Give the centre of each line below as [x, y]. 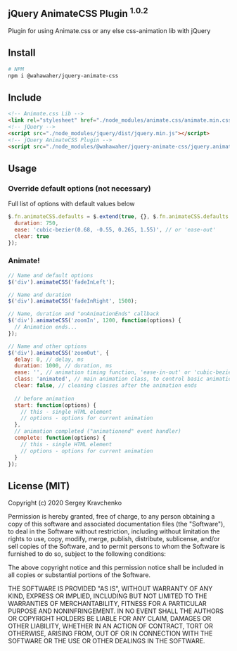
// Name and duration [40, 295]
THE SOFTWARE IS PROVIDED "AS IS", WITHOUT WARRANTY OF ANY [110, 589]
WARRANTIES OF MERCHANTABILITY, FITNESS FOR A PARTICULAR [107, 604]
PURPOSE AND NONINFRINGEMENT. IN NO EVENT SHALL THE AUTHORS [116, 611]
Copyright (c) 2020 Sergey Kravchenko [65, 503]
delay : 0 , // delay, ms [49, 359]
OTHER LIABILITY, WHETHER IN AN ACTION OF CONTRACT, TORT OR [110, 626]
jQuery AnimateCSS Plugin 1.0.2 [78, 13]
